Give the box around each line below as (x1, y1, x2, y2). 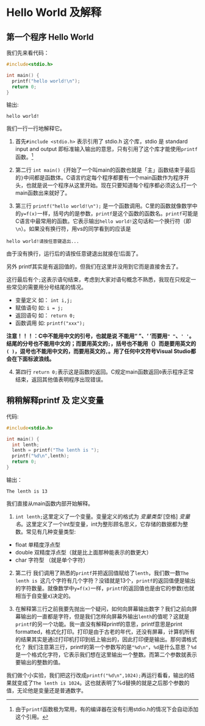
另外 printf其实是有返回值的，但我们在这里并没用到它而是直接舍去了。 (6, 263, 182, 270)
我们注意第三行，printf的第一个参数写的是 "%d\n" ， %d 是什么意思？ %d (27, 643, 197, 650)
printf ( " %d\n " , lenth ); (12, 453, 70, 459)
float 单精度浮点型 (15, 541, 61, 548)
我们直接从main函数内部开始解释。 (6, 499, 93, 507)
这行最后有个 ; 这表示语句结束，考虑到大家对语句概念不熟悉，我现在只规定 (6, 276, 191, 283)
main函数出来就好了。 (15, 189, 71, 197)
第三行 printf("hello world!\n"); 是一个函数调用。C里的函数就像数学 (15, 202, 192, 209)
